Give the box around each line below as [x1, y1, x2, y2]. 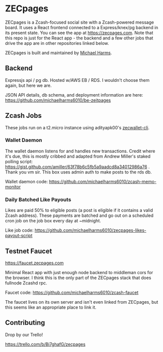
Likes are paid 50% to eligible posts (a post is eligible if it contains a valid [5, 208, 153, 213]
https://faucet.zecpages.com [5, 260, 64, 266]
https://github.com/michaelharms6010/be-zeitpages [5, 97, 111, 103]
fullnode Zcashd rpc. [5, 280, 48, 286]
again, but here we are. [5, 82, 52, 88]
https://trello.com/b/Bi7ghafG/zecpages [5, 341, 86, 347]
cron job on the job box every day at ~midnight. [5, 218, 102, 224]
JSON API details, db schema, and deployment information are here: [5, 92, 143, 98]
